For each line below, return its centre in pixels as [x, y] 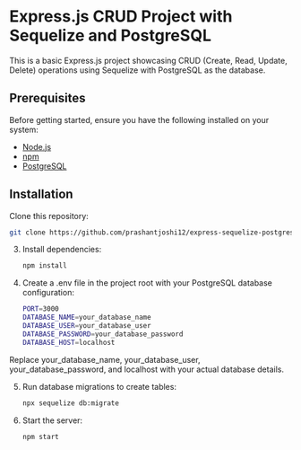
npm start [41, 437]
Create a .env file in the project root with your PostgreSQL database [147, 283]
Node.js [37, 146]
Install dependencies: [62, 250]
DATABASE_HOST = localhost [69, 342]
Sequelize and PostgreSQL [111, 35]
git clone [28, 232]
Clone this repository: [49, 216]
